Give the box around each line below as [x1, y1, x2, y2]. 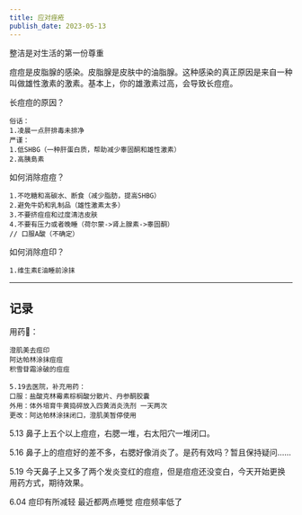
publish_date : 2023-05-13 [9, 22, 106, 31]
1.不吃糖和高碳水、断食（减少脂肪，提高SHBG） [9, 191, 161, 200]
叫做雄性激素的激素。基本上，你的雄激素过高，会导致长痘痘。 [9, 77, 238, 88]
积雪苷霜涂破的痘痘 [9, 365, 70, 374]
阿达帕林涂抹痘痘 [9, 356, 64, 365]
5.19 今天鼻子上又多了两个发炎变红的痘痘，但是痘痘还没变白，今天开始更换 [9, 466, 286, 477]
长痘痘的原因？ [9, 96, 65, 108]
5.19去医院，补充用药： [9, 383, 86, 392]
